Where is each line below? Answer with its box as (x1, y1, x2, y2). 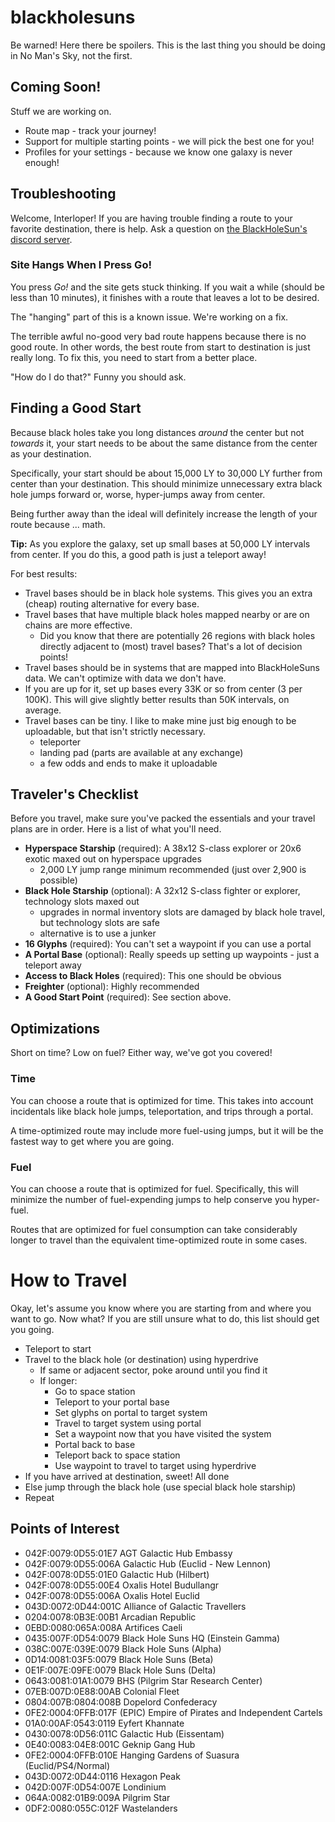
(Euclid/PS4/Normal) (24, 1759, 111, 1771)
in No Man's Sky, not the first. (10, 49, 133, 61)
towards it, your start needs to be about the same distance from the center (10, 437, 318, 449)
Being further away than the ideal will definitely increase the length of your (10, 507, 318, 520)
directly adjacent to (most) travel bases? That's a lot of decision (39, 640, 303, 652)
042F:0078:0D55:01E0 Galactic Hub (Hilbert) (24, 1568, 210, 1580)
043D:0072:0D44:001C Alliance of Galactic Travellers (24, 1600, 247, 1612)
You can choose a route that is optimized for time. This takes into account (10, 1094, 314, 1106)
